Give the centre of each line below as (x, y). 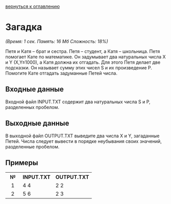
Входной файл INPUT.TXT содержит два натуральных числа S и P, (78, 102)
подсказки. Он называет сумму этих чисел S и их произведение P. (79, 67)
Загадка (24, 27)
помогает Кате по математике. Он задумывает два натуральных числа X (85, 57)
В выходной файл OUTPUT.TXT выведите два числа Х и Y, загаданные (82, 136)
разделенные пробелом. (33, 146)
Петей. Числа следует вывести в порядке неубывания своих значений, (83, 141)
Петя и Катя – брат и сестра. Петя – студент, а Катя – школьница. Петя (83, 51)
